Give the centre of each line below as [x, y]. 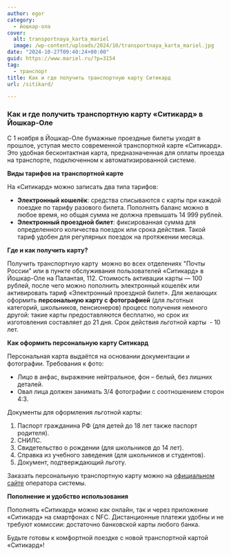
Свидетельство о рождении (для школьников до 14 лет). [100, 447]
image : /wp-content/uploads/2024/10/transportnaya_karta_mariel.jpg [114, 46]
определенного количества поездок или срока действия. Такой [111, 229]
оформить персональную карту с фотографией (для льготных [101, 300]
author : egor [26, 13]
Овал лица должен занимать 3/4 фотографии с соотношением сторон [120, 391]
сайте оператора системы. [47, 483]
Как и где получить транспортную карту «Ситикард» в [105, 115]
